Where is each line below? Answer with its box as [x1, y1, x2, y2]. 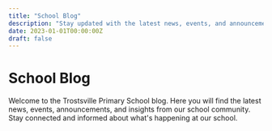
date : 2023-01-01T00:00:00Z [8, 27, 104, 35]
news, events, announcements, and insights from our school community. [8, 104, 251, 114]
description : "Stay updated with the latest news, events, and [8, 19, 227, 27]
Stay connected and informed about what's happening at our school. [8, 113, 238, 123]
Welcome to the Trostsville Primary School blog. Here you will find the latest [8, 96, 261, 106]
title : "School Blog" [8, 11, 82, 20]
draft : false [8, 34, 53, 43]
